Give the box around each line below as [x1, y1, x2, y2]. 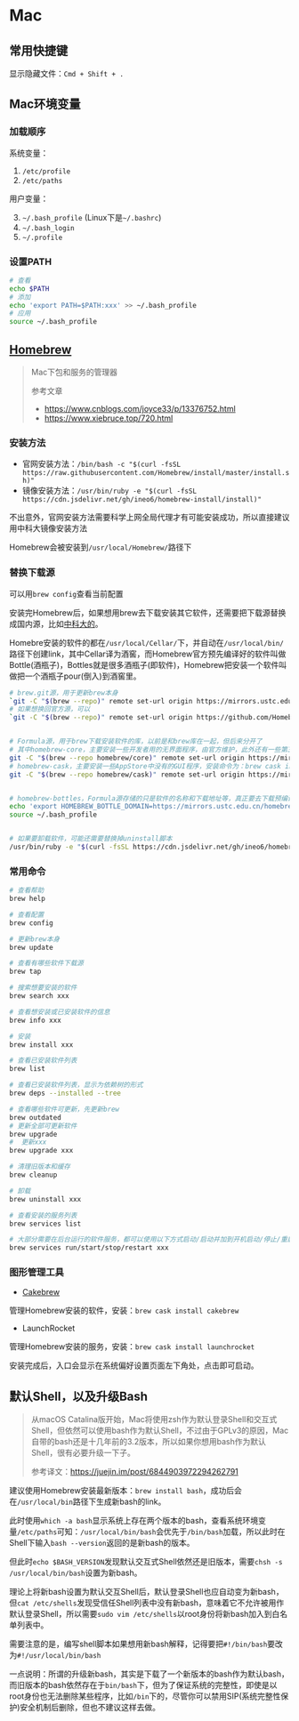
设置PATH [9, 255, 52, 268]
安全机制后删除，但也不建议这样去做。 [20, 1702, 161, 1713]
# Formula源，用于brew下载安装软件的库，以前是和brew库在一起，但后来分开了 [9, 737, 263, 746]
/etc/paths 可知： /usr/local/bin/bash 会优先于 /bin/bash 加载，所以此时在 [17, 1526, 287, 1537]
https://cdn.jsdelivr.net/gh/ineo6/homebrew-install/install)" [21, 495, 263, 504]
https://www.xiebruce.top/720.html [44, 413, 174, 423]
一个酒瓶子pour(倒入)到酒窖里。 [24, 671, 141, 681]
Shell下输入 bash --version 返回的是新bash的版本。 [9, 1538, 195, 1548]
